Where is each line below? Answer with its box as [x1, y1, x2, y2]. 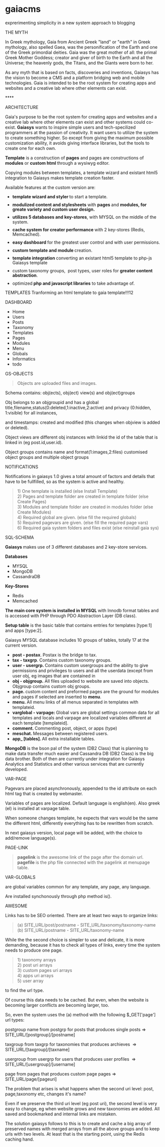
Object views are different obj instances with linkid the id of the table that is [5, 434, 158, 440]
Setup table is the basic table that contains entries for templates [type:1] [5, 623, 152, 629]
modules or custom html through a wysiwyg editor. [5, 160, 110, 166]
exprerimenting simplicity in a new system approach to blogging [5, 20, 135, 26]
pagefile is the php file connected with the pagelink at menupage [17, 859, 150, 865]
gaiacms [5, 3, 41, 15]
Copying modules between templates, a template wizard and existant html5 [5, 169, 158, 176]
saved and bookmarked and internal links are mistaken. [5, 1111, 117, 1117]
